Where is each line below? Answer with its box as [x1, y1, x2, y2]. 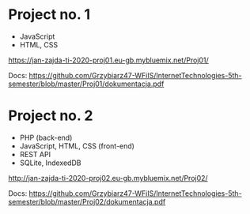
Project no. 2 [8, 107, 93, 125]
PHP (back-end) [19, 133, 73, 142]
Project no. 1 [8, 6, 91, 24]
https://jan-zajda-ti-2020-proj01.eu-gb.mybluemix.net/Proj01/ [8, 55, 210, 65]
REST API [19, 149, 51, 159]
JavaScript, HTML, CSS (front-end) [19, 141, 134, 151]
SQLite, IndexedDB [19, 158, 81, 167]
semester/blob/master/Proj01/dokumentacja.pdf [8, 79, 165, 88]
